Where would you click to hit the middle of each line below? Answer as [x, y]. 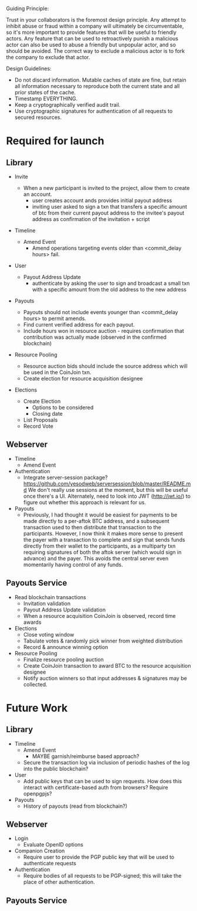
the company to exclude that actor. [48, 57]
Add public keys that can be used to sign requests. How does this [103, 781]
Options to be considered [63, 407]
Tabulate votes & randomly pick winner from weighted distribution [103, 641]
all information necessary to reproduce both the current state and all [97, 86]
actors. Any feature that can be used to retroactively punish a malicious [92, 38]
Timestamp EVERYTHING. [46, 98]
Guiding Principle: [28, 9]
